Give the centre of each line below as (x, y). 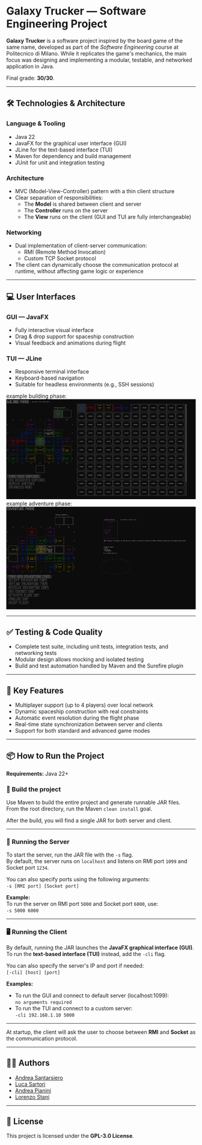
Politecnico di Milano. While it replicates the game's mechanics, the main (96, 53)
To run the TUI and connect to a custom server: (74, 1008)
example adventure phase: (39, 503)
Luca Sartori (30, 1084)
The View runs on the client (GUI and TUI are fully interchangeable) (107, 217)
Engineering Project (57, 24)
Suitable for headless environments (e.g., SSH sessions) (84, 384)
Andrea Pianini (33, 1090)
